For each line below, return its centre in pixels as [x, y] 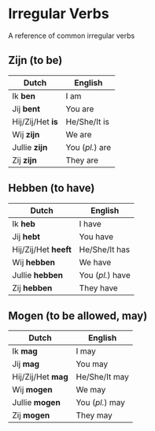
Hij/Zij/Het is [35, 122]
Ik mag [25, 351]
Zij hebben [32, 287]
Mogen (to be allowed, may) [78, 315]
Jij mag [26, 364]
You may [92, 364]
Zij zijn [24, 160]
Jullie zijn [30, 147]
